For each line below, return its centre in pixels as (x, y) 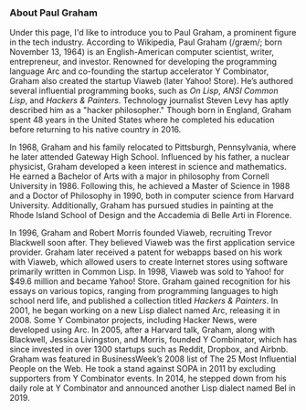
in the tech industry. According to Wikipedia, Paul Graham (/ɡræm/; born (146, 42)
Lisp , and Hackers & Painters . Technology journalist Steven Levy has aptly (149, 100)
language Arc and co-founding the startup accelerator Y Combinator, (139, 71)
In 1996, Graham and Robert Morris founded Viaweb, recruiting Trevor (141, 233)
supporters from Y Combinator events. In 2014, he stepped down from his (148, 378)
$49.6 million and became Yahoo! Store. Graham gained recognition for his (150, 281)
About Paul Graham (53, 13)
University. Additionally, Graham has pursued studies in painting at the (142, 205)
